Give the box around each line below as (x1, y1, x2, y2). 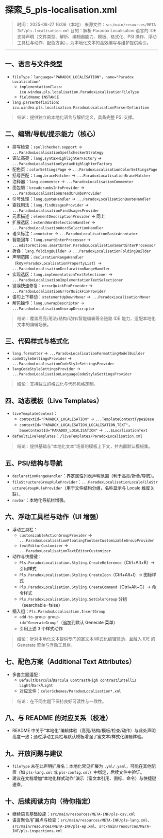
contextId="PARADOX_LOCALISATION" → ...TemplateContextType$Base (19, 416, 154, 422)
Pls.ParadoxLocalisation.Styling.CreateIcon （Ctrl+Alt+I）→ (19, 572, 143, 577)
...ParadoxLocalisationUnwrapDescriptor (12, 306, 95, 311)
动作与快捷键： (12, 553, 42, 559)
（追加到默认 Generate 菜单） (58, 619, 118, 625)
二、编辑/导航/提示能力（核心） (5, 130, 99, 138)
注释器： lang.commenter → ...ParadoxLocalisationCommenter (12, 178, 134, 184)
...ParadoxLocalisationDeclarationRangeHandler (12, 266, 110, 271)
